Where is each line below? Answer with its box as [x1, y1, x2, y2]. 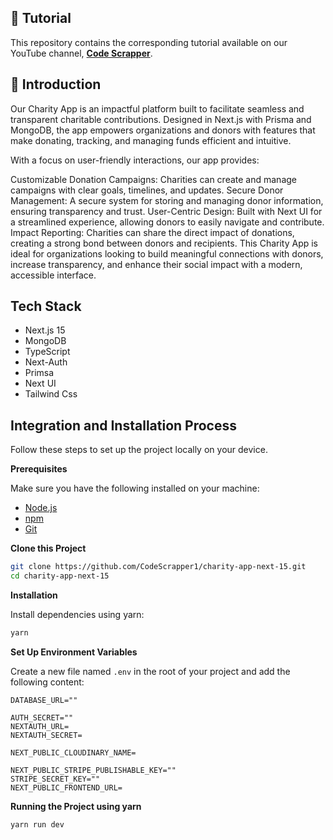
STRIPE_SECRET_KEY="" [10, 774, 101, 784]
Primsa [24, 367, 55, 379]
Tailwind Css [24, 388, 78, 400]
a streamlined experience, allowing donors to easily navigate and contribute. [10, 216, 325, 228]
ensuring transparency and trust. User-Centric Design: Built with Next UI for [10, 205, 323, 217]
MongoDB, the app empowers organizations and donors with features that [10, 124, 316, 136]
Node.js [24, 502, 58, 514]
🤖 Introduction [10, 76, 102, 93]
